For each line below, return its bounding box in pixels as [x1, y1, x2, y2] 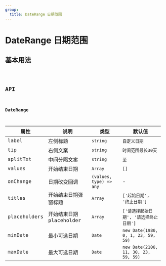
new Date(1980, [122, 227, 158, 233]
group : [5, 7, 19, 12]
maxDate [7, 249, 29, 255]
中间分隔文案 [48, 156, 78, 163]
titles [7, 195, 26, 202]
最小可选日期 [48, 232, 78, 239]
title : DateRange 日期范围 [9, 12, 62, 17]
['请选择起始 [122, 208, 149, 214]
